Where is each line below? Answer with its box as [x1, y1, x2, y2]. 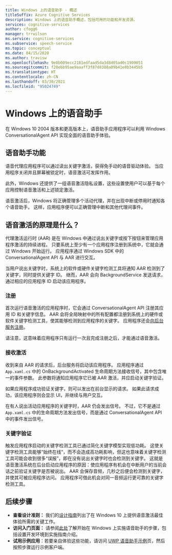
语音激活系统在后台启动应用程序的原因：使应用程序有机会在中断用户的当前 [5, 462, 162, 468]
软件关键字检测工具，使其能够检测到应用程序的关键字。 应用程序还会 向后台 [5, 318, 164, 324]
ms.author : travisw [5, 55, 47, 61]
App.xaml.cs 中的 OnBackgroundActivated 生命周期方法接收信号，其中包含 [5, 368, 162, 374]
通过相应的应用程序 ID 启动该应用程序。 [5, 278, 89, 284]
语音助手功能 [5, 148, 46, 157]
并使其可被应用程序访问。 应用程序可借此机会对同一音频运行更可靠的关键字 [5, 474, 164, 481]
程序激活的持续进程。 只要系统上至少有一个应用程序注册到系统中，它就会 [5, 242, 159, 248]
